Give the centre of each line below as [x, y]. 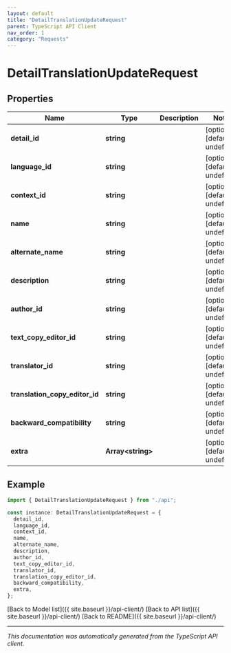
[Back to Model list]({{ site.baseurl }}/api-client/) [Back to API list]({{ [103, 609]
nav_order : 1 [26, 33]
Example [26, 484]
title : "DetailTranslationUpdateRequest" [67, 20]
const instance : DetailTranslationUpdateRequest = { [84, 512]
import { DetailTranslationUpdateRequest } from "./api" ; [92, 500]
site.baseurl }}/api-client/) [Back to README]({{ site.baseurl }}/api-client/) [112, 616]
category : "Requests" [38, 39]
